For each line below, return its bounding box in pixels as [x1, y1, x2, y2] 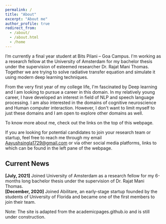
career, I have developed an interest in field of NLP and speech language [5, 94, 154, 100]
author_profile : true [5, 21, 50, 26]
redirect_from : [5, 26, 37, 31]
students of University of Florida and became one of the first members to [5, 194, 155, 200]
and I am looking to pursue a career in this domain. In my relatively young [5, 89, 155, 95]
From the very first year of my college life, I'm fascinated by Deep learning [5, 84, 158, 90]
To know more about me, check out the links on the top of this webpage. [5, 119, 154, 125]
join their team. [5, 199, 36, 205]
